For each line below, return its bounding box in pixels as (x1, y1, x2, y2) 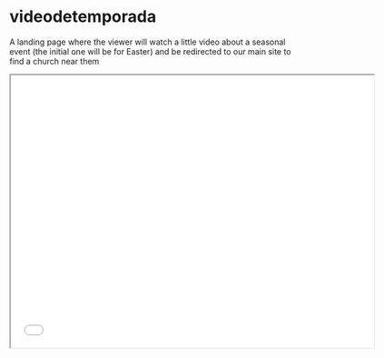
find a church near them (9, 55, 100, 66)
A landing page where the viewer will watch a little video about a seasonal (9, 36, 286, 47)
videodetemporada (9, 6, 157, 27)
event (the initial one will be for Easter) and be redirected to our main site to (9, 45, 292, 56)
